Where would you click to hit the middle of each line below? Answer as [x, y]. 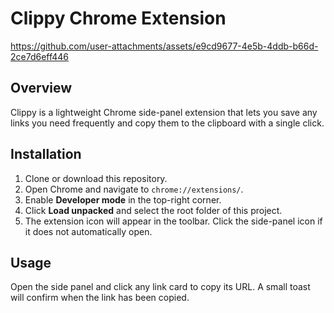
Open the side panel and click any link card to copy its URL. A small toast [160, 287]
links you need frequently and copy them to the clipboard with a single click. [167, 123]
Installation [46, 154]
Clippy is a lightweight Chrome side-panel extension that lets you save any [164, 112]
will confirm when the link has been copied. [100, 298]
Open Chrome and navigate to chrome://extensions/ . [134, 189]
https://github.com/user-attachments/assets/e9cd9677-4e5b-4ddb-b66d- [164, 46]
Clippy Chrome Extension [118, 18]
